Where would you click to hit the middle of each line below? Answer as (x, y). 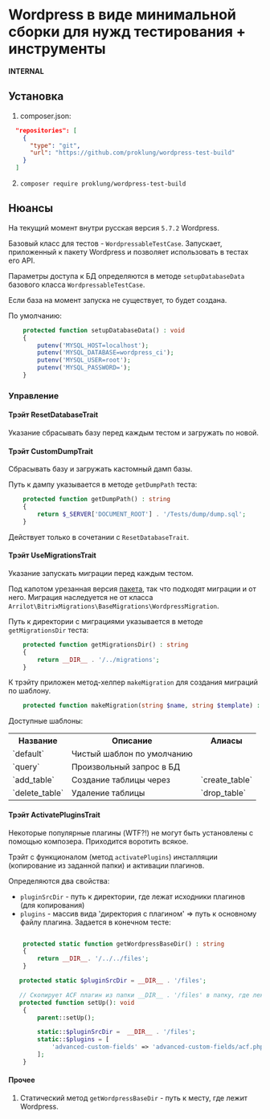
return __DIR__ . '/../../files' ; (93, 959)
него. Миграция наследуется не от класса (81, 597)
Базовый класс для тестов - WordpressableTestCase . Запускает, (115, 243)
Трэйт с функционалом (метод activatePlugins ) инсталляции (113, 856)
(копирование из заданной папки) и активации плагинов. (106, 865)
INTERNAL (26, 71)
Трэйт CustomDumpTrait (51, 451)
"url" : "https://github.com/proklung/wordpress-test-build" (132, 153)
